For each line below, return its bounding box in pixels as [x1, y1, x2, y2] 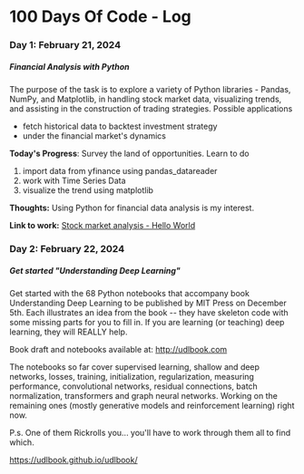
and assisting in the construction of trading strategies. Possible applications [9, 103, 293, 114]
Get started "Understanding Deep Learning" [9, 265, 181, 276]
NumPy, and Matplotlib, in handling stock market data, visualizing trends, [9, 93, 282, 105]
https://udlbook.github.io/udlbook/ [9, 454, 138, 465]
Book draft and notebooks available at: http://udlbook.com [9, 343, 228, 354]
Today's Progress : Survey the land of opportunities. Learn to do [9, 148, 250, 160]
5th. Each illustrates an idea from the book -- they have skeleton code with [9, 306, 289, 318]
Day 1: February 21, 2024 [9, 39, 121, 52]
